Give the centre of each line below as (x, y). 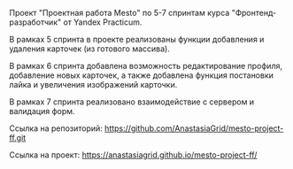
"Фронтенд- (254, 13)
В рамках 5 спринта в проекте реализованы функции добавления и (137, 39)
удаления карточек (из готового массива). (89, 49)
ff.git (18, 138)
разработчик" (35, 22)
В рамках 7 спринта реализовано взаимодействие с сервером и (132, 102)
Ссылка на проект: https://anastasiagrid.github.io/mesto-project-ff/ (133, 155)
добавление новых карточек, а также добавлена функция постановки (142, 75)
